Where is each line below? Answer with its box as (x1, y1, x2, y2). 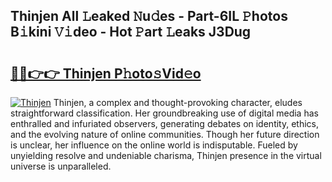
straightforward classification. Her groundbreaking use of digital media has (10, 107, 319, 119)
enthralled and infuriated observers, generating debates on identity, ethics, (10, 118, 320, 129)
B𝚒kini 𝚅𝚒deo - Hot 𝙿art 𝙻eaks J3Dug (10, 24, 252, 41)
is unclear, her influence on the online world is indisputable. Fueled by (10, 139, 298, 151)
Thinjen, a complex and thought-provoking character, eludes (53, 97, 303, 108)
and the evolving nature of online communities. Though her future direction (10, 129, 320, 140)
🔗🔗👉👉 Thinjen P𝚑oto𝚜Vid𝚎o (10, 65, 202, 82)
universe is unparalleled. (10, 160, 112, 172)
